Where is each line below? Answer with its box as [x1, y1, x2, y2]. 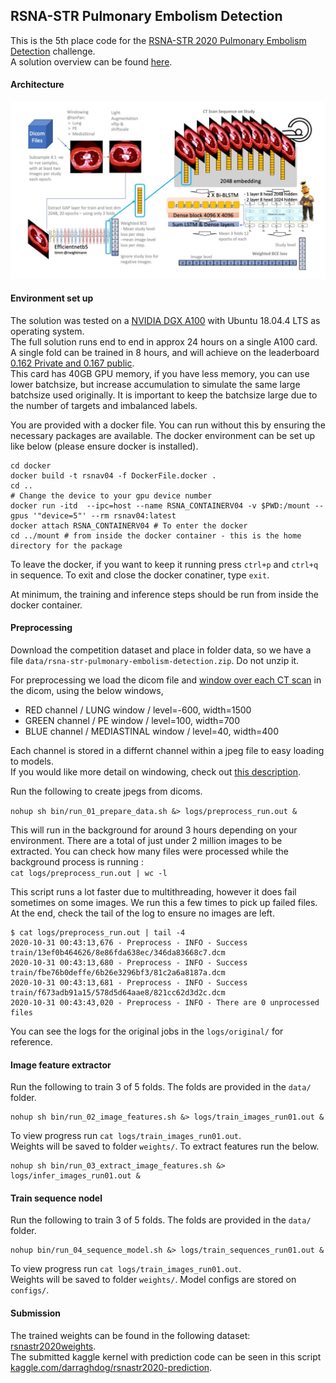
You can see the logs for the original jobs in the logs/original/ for [10, 1025, 284, 1037]
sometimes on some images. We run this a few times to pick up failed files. [10, 896, 318, 908]
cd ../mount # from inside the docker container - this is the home [10, 530, 302, 541]
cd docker [10, 460, 52, 471]
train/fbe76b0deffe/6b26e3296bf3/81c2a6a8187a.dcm [10, 967, 226, 978]
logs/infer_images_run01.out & [10, 1171, 141, 1181]
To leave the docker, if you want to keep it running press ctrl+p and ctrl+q [10, 558, 319, 570]
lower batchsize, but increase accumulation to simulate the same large [10, 378, 301, 390]
